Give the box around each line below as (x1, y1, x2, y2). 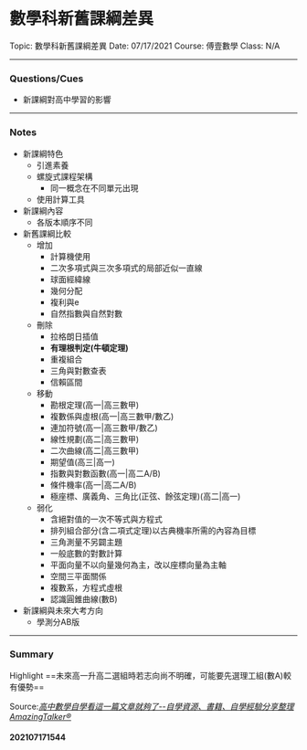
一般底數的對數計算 (49, 547, 123, 558)
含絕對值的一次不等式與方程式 (49, 513, 163, 524)
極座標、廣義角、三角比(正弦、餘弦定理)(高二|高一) (49, 491, 241, 502)
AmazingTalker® (9, 711, 71, 722)
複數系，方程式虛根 (49, 582, 123, 593)
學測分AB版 (36, 616, 80, 627)
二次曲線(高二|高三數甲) (49, 445, 140, 456)
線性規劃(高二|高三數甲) (49, 433, 140, 444)
